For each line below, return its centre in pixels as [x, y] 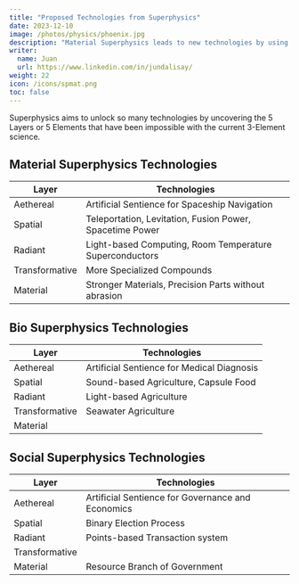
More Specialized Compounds [149, 270]
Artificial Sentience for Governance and [168, 498]
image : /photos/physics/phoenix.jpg [77, 34]
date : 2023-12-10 [41, 26]
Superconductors [122, 256]
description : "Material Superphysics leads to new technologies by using [149, 42]
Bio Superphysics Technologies [99, 328]
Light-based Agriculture [137, 397]
